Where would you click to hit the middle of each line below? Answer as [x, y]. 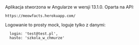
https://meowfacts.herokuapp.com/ [41, 16]
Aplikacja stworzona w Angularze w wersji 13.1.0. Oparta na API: [69, 7]
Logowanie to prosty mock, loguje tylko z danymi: [56, 25]
